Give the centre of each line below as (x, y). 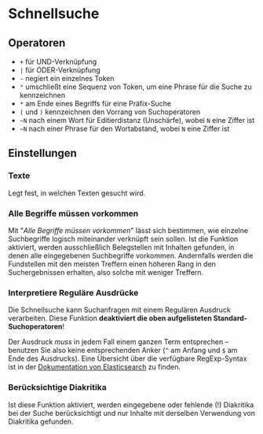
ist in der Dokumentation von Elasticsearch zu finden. (94, 367)
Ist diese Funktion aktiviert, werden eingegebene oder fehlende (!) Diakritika (131, 404)
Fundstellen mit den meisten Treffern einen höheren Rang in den (112, 264)
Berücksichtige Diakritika (58, 388)
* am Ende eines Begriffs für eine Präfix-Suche (95, 104)
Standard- (230, 318)
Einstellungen (42, 153)
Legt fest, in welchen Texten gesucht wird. (77, 193)
